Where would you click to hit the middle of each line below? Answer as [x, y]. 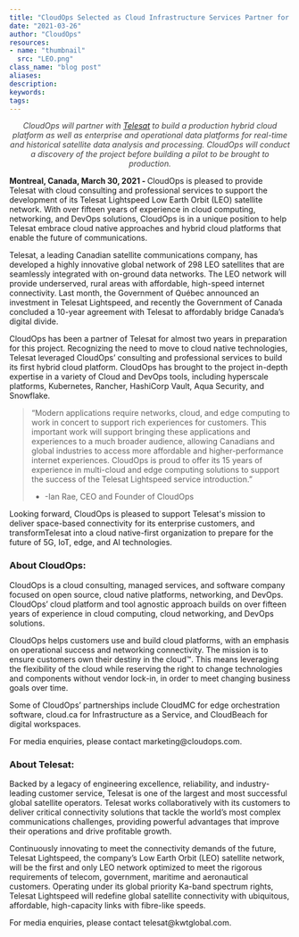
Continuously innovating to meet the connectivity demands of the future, [143, 848]
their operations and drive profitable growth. [91, 831]
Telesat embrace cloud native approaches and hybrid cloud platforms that [145, 228]
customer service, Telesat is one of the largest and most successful [163, 793]
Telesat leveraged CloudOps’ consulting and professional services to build [146, 358]
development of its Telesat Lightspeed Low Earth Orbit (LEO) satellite [136, 200]
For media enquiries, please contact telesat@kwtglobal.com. [120, 922]
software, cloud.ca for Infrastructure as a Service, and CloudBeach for [139, 714]
